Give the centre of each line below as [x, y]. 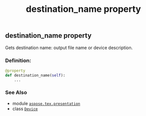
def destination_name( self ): [35, 75]
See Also [16, 93]
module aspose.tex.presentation [46, 103]
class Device [25, 109]
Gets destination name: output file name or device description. [69, 48]
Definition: [18, 60]
